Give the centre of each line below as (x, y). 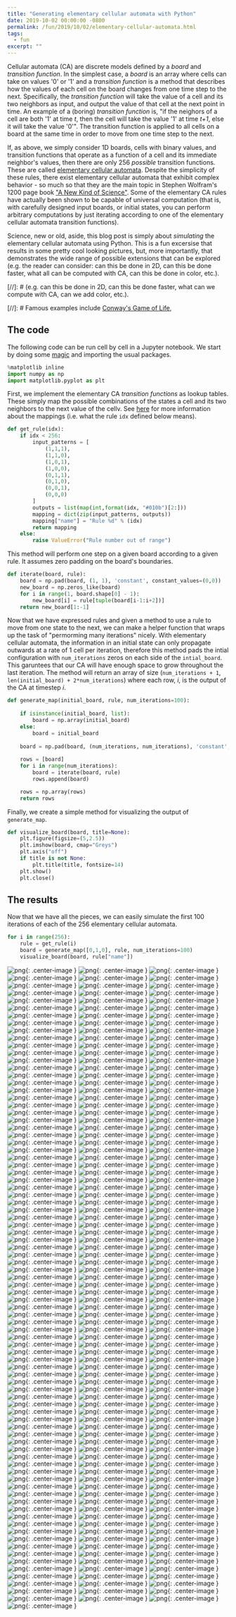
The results (33, 900)
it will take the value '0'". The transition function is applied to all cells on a (113, 126)
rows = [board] (42, 760)
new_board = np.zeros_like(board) (70, 587)
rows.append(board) (61, 779)
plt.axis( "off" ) (44, 852)
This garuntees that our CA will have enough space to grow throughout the (115, 665)
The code (28, 330)
